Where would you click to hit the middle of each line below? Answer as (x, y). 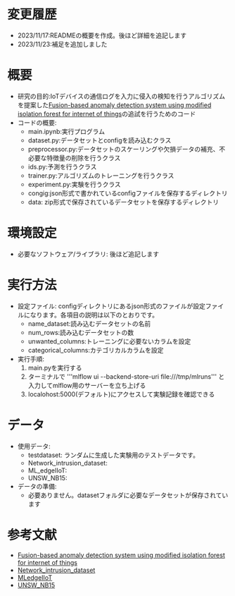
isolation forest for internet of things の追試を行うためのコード (107, 114)
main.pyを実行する (55, 367)
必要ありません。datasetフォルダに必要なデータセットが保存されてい (128, 495)
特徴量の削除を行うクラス (84, 158)
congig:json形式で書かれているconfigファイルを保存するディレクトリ (128, 193)
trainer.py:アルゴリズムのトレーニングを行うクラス (101, 175)
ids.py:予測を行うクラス (62, 166)
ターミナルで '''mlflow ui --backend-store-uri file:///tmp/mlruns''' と (126, 376)
